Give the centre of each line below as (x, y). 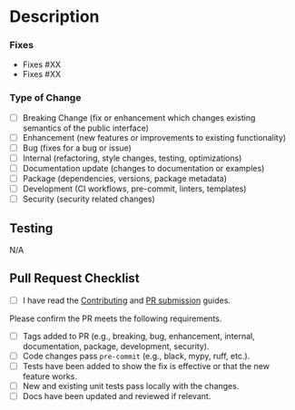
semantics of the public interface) (86, 128)
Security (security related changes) (89, 199)
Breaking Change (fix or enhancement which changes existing (139, 117)
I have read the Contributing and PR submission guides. (127, 300)
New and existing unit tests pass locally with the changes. (131, 386)
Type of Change (45, 98)
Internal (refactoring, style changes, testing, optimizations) (132, 158)
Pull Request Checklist (74, 278)
